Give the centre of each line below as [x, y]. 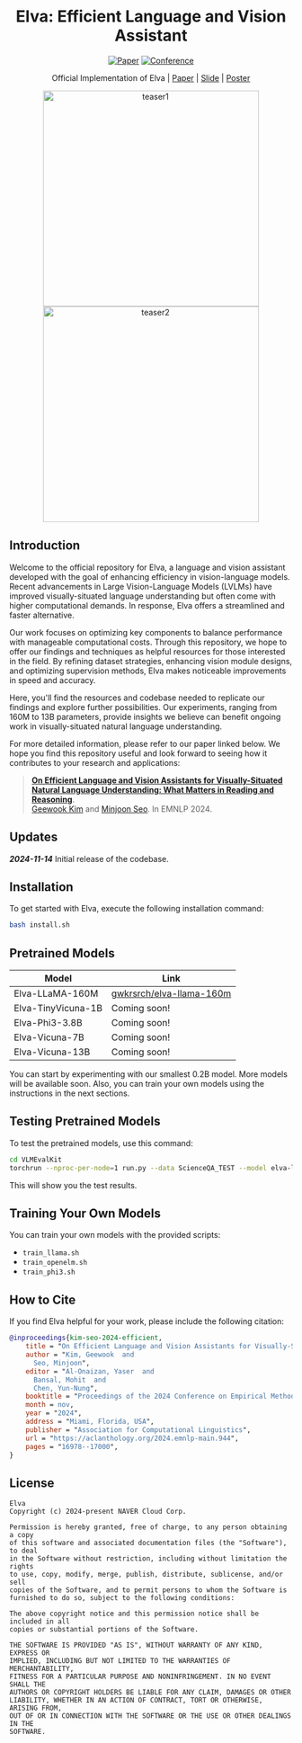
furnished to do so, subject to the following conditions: [122, 1598]
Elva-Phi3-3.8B [48, 1023]
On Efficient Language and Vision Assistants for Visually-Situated [157, 780]
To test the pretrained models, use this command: [101, 1143]
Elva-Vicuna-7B [49, 1037]
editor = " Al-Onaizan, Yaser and [90, 1371]
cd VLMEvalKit [36, 1160]
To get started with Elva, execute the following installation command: [137, 909]
